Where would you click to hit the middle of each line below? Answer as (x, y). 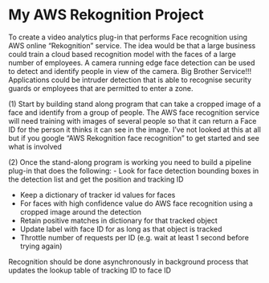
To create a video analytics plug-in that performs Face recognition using (128, 37)
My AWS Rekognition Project (106, 15)
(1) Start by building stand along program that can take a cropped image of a (134, 104)
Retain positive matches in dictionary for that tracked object (119, 220)
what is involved (35, 146)
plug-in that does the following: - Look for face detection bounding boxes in (134, 170)
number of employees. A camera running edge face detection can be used (132, 63)
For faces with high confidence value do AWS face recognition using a (136, 203)
